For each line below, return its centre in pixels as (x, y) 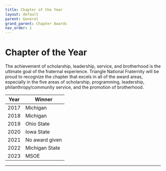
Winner (44, 99)
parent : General (22, 19)
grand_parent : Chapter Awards (36, 23)
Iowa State (38, 132)
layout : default (22, 14)
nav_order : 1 (19, 28)
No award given (44, 140)
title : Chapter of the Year (34, 10)
